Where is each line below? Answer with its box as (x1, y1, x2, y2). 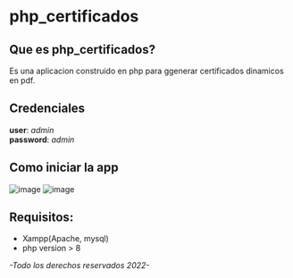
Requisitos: (9, 210, 74, 225)
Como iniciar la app (9, 160, 119, 175)
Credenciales (9, 101, 86, 116)
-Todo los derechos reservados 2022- (9, 260, 150, 271)
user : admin (9, 124, 54, 135)
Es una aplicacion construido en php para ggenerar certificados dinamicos (9, 65, 284, 76)
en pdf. (9, 75, 36, 86)
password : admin (9, 134, 75, 145)
